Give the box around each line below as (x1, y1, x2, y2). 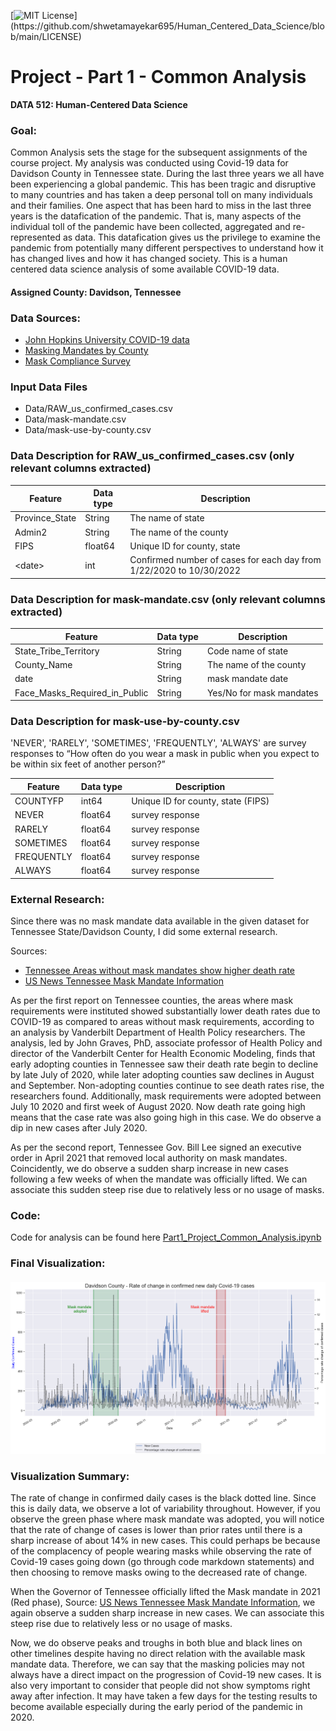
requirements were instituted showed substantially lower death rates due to (10, 1005, 321, 1017)
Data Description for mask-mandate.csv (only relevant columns (10, 592, 326, 606)
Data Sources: (10, 311, 81, 325)
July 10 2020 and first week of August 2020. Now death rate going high (10, 1101, 306, 1113)
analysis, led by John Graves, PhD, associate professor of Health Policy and (10, 1037, 323, 1049)
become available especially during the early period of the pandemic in (10, 1701, 303, 1713)
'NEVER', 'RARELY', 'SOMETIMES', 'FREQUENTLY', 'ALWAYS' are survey (10, 737, 307, 749)
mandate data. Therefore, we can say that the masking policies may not (10, 1658, 305, 1670)
